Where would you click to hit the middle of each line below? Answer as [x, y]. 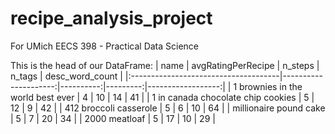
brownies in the [271, 86]
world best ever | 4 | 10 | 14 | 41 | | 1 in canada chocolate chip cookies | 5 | [162, 97]
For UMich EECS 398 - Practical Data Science [105, 46]
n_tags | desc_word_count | [66, 76]
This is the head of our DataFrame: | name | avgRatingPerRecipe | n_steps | [165, 65]
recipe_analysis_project [111, 18]
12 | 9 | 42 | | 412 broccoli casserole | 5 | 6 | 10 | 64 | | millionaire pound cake [168, 108]
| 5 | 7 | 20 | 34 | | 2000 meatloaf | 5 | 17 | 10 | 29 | [113, 118]
